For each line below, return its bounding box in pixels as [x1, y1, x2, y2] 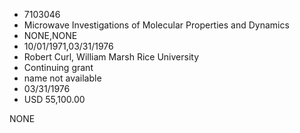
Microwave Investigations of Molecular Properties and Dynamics [23, 19, 290, 31]
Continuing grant [23, 62, 94, 73]
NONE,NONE [23, 30, 78, 41]
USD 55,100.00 [23, 94, 86, 105]
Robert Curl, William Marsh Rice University [23, 51, 200, 63]
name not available [23, 72, 102, 84]
